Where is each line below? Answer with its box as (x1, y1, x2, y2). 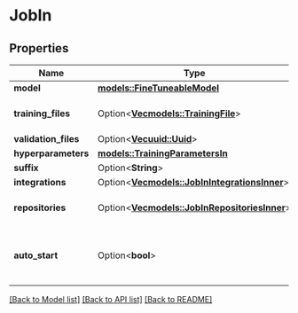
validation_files (13, 133, 80, 145)
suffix (13, 161, 39, 174)
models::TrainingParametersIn (97, 147, 228, 160)
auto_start (13, 249, 59, 262)
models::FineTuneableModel (97, 82, 220, 94)
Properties (9, 41, 69, 56)
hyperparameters (13, 147, 90, 160)
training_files (13, 107, 71, 120)
